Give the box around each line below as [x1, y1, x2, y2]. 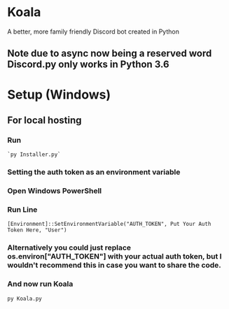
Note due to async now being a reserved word [7, 48, 212, 59]
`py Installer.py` [7, 151, 61, 158]
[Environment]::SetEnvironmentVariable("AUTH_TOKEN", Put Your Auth [7, 221, 211, 228]
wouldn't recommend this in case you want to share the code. [7, 260, 222, 270]
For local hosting [7, 114, 82, 126]
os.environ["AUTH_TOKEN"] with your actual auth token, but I [7, 252, 222, 261]
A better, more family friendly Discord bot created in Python [7, 27, 180, 36]
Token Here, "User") [7, 227, 68, 234]
